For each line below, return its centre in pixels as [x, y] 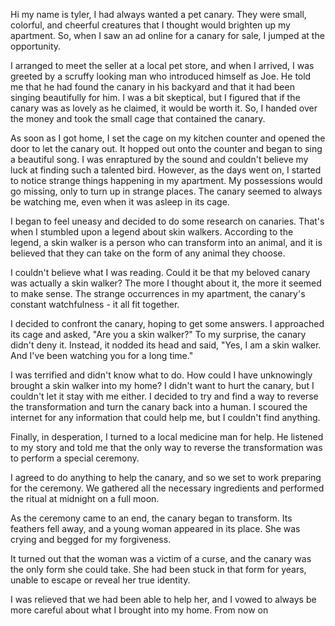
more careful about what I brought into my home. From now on [139, 610]
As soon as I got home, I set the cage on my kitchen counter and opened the [168, 138]
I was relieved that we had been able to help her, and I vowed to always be [163, 599]
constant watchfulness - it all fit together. [95, 304]
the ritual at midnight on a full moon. [85, 498]
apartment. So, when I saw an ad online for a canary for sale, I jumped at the [167, 35]
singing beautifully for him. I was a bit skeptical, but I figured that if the [155, 97]
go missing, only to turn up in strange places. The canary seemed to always [166, 191]
